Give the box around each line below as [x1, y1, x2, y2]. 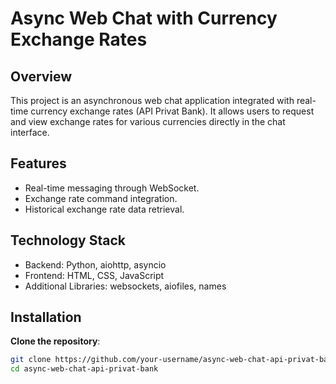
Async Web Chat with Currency [10, 7, 278, 30]
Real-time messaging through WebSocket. [24, 182, 200, 194]
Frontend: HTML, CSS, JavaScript [24, 269, 165, 281]
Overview [10, 68, 73, 85]
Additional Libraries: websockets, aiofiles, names [24, 280, 227, 292]
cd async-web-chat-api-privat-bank [10, 364, 159, 374]
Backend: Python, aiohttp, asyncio [24, 258, 167, 271]
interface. [10, 127, 50, 138]
